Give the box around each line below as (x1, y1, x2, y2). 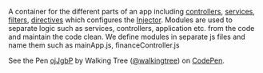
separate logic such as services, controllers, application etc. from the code (8, 24, 255, 33)
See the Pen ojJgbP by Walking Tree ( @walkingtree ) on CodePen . (8, 56, 225, 65)
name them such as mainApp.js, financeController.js (8, 40, 180, 50)
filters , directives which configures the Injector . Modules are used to (8, 15, 233, 25)
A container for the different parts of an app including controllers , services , (8, 7, 256, 16)
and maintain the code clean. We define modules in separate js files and (8, 32, 245, 41)
